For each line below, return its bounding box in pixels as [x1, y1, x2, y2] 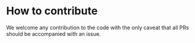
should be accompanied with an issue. [6, 30, 101, 37]
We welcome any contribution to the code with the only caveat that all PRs [6, 24, 190, 31]
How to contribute [6, 4, 98, 18]
